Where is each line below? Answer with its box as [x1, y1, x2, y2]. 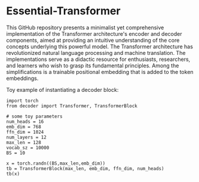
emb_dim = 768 [6, 124, 42, 129]
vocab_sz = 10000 [6, 144, 50, 150]
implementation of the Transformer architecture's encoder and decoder [6, 30, 182, 37]
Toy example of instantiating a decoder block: [6, 86, 119, 93]
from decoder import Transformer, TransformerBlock [6, 103, 137, 109]
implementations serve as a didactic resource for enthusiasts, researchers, [6, 55, 191, 63]
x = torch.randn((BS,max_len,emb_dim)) [6, 160, 106, 166]
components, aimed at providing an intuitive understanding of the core [6, 36, 180, 44]
